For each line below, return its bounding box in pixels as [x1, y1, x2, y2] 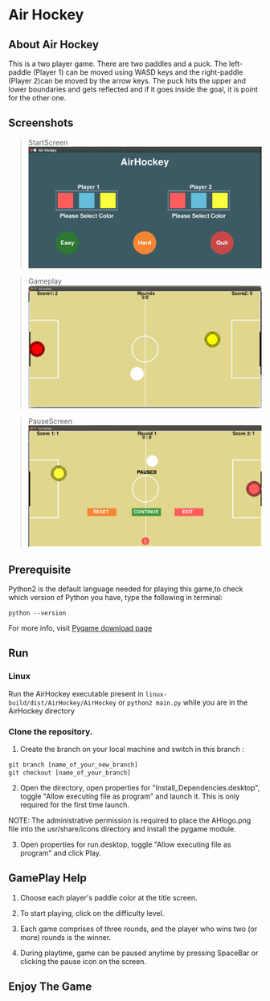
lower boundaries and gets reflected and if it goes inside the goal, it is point [8, 84, 259, 94]
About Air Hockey [8, 38, 99, 51]
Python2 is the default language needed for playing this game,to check [8, 584, 243, 594]
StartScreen [27, 137, 68, 147]
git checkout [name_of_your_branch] [8, 769, 131, 777]
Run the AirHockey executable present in [8, 688, 144, 698]
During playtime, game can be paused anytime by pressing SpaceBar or [19, 948, 259, 958]
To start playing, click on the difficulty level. [19, 908, 165, 917]
